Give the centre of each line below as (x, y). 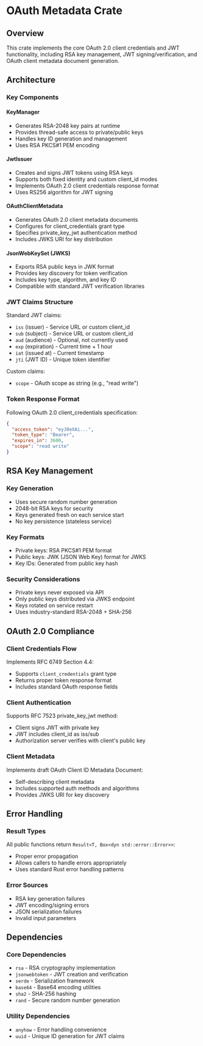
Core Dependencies (37, 954)
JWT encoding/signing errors (52, 905)
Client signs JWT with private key (57, 728)
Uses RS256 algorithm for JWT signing (64, 192)
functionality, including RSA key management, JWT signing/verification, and (102, 54)
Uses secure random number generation (66, 502)
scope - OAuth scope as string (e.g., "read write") (77, 383)
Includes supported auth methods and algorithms (77, 788)
